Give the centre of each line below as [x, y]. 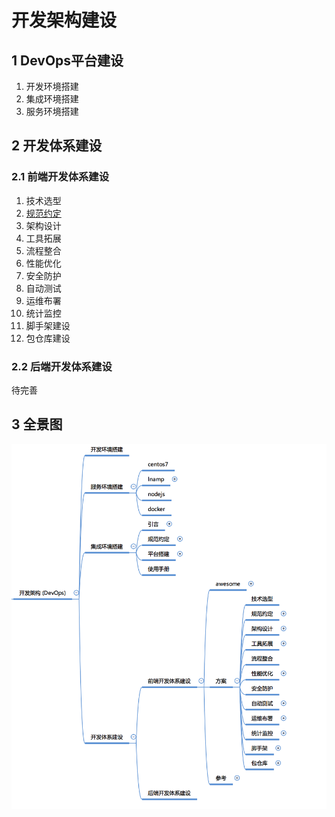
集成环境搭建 [52, 99]
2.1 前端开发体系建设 [60, 177]
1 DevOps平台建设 [67, 60]
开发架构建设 [64, 20]
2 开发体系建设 [57, 146]
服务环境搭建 [52, 111]
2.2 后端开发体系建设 [62, 366]
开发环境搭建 [52, 86]
